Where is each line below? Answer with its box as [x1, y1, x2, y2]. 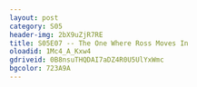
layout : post [9, 13, 59, 23]
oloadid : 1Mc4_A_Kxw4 [9, 47, 92, 56]
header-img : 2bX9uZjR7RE [9, 30, 103, 39]
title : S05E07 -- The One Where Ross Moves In [9, 38, 189, 48]
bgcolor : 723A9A [9, 64, 71, 73]
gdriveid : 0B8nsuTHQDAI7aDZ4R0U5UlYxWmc [9, 55, 165, 64]
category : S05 [9, 22, 64, 31]
